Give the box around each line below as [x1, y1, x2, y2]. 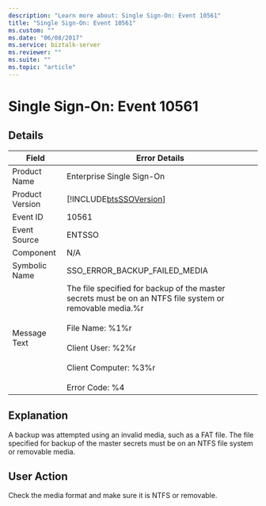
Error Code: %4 [66, 381, 125, 393]
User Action [8, 470, 69, 483]
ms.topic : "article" [8, 63, 77, 71]
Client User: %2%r [66, 342, 136, 353]
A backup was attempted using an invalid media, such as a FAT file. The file [8, 430, 254, 439]
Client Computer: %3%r [66, 362, 156, 373]
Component [12, 247, 57, 258]
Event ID [12, 211, 44, 222]
